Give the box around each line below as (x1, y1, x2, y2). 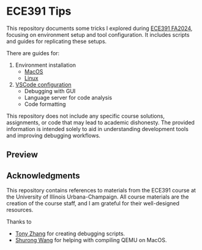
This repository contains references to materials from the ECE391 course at (6, 187, 196, 194)
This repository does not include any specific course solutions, (6, 112, 165, 119)
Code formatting (24, 100, 66, 108)
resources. (6, 206, 34, 214)
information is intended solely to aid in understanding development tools (6, 125, 189, 132)
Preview (6, 150, 39, 160)
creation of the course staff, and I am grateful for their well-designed (6, 200, 179, 207)
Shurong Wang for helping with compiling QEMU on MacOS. (15, 237, 167, 244)
